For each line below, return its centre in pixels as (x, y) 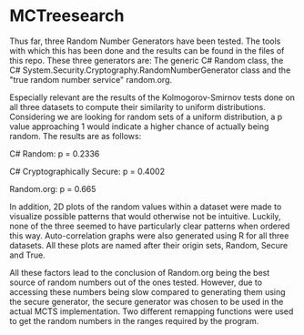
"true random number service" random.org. (91, 79)
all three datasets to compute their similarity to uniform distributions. (137, 107)
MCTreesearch (67, 16)
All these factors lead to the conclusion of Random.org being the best (140, 272)
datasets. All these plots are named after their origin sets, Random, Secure (149, 245)
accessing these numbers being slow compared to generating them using (147, 291)
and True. (27, 255)
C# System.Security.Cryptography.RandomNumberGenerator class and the (150, 70)
